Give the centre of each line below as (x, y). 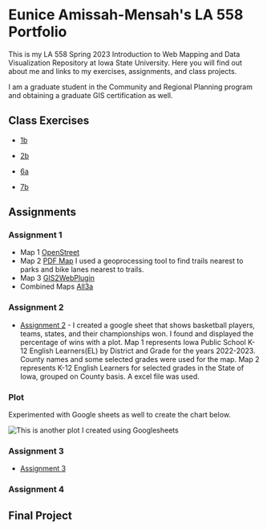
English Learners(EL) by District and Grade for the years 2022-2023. (142, 351)
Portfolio (38, 32)
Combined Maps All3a (57, 286)
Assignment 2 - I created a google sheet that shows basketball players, (137, 325)
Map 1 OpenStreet (50, 253)
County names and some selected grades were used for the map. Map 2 (140, 359)
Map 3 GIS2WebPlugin (57, 278)
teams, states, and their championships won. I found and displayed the (137, 333)
